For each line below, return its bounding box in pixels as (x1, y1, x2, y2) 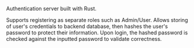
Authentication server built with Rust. (6, 5, 97, 12)
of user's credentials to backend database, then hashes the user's (6, 23, 168, 30)
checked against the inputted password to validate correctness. (6, 36, 162, 42)
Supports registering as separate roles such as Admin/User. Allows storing (6, 17, 188, 23)
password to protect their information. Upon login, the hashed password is (6, 29, 188, 36)
